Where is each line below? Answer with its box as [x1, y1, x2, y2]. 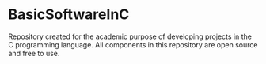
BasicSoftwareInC [8, 6, 130, 24]
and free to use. [8, 48, 60, 58]
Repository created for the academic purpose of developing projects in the [8, 32, 252, 41]
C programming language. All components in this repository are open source [8, 40, 258, 49]
